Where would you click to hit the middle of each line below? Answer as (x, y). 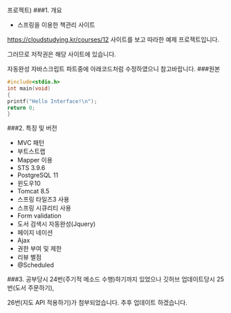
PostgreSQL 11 (38, 176)
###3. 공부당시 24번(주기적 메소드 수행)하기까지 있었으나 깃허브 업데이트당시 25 (116, 279)
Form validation (39, 216)
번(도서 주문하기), (31, 288)
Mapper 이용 (35, 160)
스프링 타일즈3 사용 (43, 200)
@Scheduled (35, 265)
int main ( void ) (29, 88)
